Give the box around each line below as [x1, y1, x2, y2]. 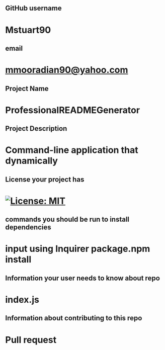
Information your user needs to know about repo [5, 274, 160, 282]
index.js [5, 294, 39, 306]
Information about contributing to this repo [5, 314, 142, 322]
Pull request [5, 334, 57, 345]
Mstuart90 [5, 24, 51, 36]
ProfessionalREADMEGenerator [5, 104, 140, 116]
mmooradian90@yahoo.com [5, 64, 128, 76]
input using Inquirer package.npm [5, 243, 150, 254]
